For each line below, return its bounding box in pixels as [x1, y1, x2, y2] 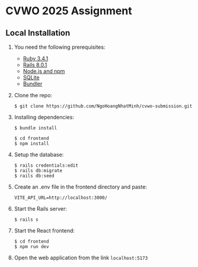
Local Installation [5, 28, 71, 38]
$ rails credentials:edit [14, 163, 78, 169]
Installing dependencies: [14, 114, 75, 120]
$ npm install [14, 141, 49, 147]
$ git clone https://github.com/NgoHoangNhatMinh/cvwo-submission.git [14, 103, 193, 109]
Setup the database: [14, 151, 64, 158]
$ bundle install [14, 125, 58, 131]
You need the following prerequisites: [14, 43, 106, 50]
